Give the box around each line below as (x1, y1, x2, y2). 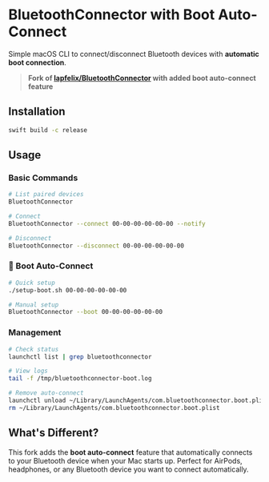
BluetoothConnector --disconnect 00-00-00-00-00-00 (8, 242, 184, 250)
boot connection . (8, 58, 66, 67)
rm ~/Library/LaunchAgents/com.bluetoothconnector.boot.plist (8, 404, 220, 412)
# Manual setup (8, 300, 59, 309)
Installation (8, 105, 66, 118)
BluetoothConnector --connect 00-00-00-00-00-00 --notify (8, 219, 206, 227)
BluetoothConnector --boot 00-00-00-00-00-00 (8, 308, 163, 316)
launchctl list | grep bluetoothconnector (8, 352, 152, 361)
